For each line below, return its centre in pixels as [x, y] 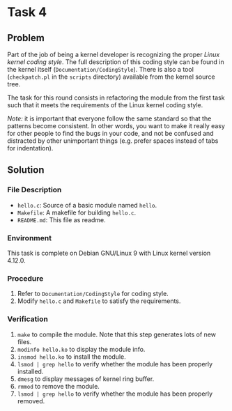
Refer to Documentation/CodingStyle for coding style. [93, 294]
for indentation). [30, 148]
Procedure [25, 278]
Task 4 [27, 12]
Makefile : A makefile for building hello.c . [77, 212]
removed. [31, 401]
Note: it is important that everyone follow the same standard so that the [109, 118]
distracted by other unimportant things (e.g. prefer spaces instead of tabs [113, 141]
